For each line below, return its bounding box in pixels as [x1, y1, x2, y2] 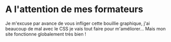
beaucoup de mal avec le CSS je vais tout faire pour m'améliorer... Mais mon [5, 25, 166, 31]
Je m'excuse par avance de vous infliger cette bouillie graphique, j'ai [5, 20, 150, 26]
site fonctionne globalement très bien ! [5, 31, 86, 37]
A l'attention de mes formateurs [5, 4, 143, 15]
